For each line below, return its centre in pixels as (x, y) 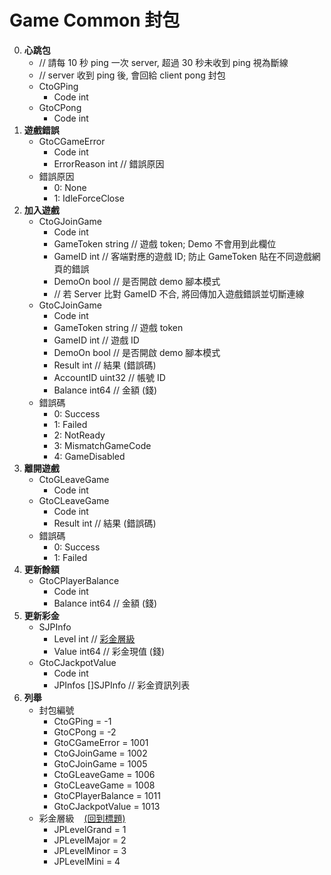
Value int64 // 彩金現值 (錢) (109, 651)
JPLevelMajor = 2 (90, 840)
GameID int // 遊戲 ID (96, 340)
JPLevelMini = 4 (87, 861)
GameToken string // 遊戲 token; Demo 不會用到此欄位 (165, 243)
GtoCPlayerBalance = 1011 (107, 795)
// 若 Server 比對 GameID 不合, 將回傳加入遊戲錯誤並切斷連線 (179, 293)
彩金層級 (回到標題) (82, 818)
